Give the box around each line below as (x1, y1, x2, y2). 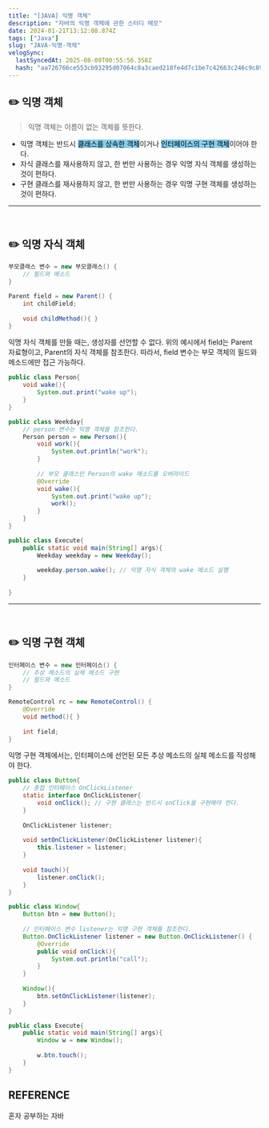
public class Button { (8, 776, 81, 785)
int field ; (22, 727, 59, 735)
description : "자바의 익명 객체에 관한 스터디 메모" (8, 19, 163, 27)
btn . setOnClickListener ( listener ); (37, 992, 156, 1000)
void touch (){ (22, 866, 70, 874)
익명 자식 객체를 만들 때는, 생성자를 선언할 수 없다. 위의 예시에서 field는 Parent (8, 337, 253, 347)
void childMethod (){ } (22, 314, 98, 323)
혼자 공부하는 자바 (8, 1110, 64, 1120)
